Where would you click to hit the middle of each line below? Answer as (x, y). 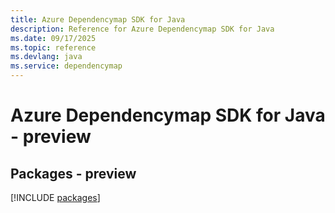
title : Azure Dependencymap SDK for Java (98, 19)
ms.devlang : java (46, 57)
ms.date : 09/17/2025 (53, 38)
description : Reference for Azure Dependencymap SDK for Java (142, 29)
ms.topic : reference (53, 47)
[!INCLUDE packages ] (55, 197)
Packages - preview (73, 173)
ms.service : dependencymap (66, 66)
